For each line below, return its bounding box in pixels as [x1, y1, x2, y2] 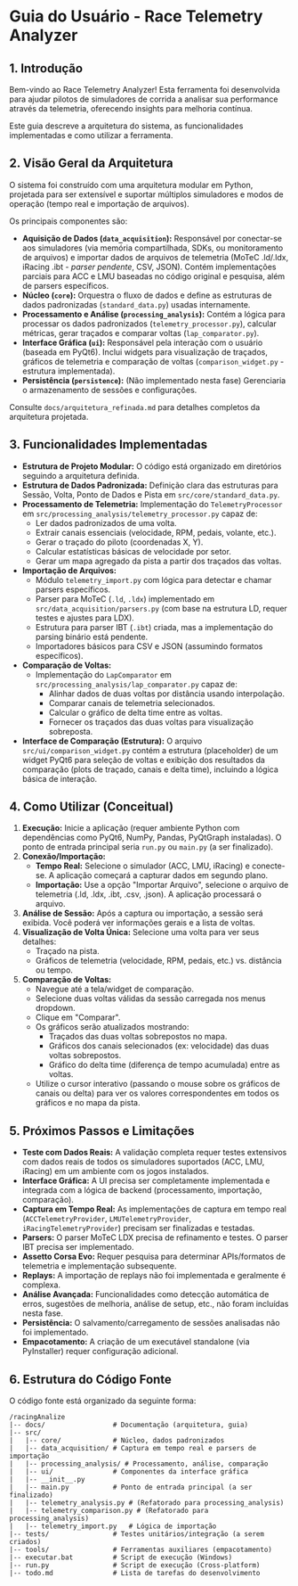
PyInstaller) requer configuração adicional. [21, 1346, 180, 1357]
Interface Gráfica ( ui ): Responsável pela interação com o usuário [21, 337, 263, 348]
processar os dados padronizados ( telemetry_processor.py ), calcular [21, 318, 278, 329]
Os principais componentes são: [9, 216, 128, 226]
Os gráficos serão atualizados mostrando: [35, 1022, 189, 1032]
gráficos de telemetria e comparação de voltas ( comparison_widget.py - [21, 356, 285, 366]
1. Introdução [9, 61, 83, 76]
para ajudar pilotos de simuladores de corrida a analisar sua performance [9, 94, 278, 104]
